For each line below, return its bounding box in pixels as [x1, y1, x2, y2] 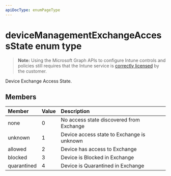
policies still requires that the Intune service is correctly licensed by [17, 62, 159, 69]
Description [61, 108, 90, 115]
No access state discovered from [61, 116, 140, 123]
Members [5, 92, 37, 101]
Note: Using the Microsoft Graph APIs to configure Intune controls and [17, 57, 166, 63]
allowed [8, 146, 26, 153]
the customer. [17, 68, 47, 74]
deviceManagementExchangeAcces [5, 29, 162, 41]
